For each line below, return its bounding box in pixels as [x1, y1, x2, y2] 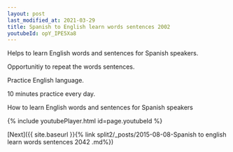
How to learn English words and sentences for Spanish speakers [7, 103, 194, 112]
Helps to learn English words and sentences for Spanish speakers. [7, 49, 199, 57]
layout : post [7, 10, 45, 18]
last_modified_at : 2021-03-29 [7, 17, 96, 24]
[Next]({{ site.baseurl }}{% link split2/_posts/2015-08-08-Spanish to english [7, 130, 227, 139]
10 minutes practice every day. [7, 90, 96, 98]
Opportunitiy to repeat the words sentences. [7, 62, 135, 71]
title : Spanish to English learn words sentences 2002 [7, 23, 171, 30]
